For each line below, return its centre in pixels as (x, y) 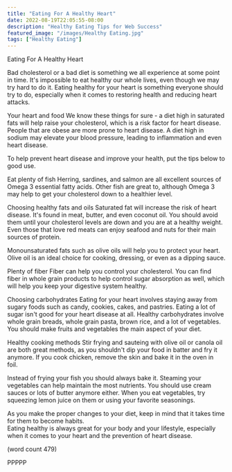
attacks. (19, 102)
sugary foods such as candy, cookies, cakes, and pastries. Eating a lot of (111, 307)
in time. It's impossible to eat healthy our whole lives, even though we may (113, 80)
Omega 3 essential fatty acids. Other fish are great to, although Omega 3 (111, 187)
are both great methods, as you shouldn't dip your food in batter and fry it (113, 350)
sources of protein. (34, 237)
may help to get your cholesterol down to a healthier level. (90, 194)
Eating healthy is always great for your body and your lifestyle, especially (111, 428)
